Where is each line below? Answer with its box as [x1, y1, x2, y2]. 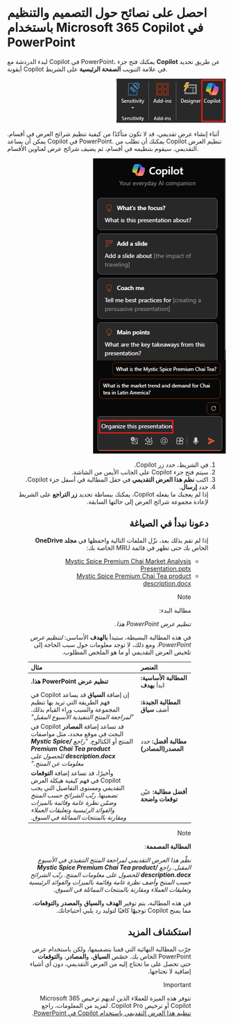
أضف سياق [140, 705, 169, 714]
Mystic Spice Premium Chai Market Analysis [64, 557, 191, 565]
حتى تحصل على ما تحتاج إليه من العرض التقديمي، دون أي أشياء [30, 959, 191, 968]
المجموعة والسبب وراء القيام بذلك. [31, 705, 120, 714]
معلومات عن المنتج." [31, 760, 85, 767]
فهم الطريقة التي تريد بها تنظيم [31, 698, 110, 706]
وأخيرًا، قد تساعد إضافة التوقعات [31, 769, 114, 777]
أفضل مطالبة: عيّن [140, 787, 187, 796]
